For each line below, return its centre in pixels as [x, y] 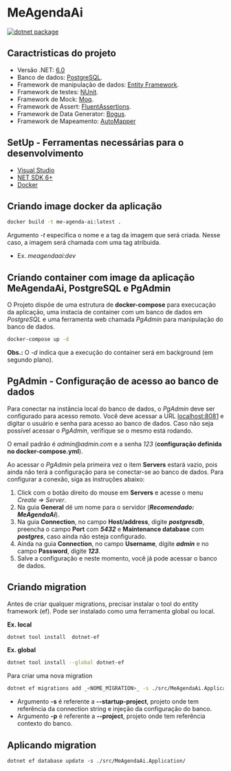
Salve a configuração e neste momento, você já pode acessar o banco [117, 558]
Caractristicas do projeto [62, 53]
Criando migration [47, 587]
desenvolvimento [45, 154]
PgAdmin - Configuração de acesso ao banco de [113, 381]
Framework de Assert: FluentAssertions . [74, 106]
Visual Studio [36, 170]
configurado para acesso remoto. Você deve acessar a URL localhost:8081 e [115, 416]
